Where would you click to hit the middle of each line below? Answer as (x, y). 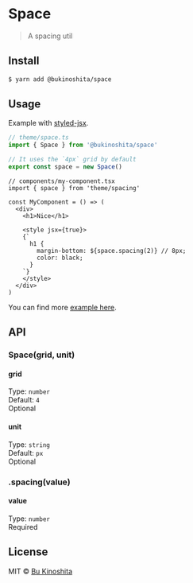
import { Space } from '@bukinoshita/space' (83, 145)
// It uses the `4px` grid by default (72, 160)
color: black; (60, 258)
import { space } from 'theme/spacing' (74, 188)
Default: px (26, 453)
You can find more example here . (62, 307)
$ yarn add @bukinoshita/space (60, 79)
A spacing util (50, 36)
